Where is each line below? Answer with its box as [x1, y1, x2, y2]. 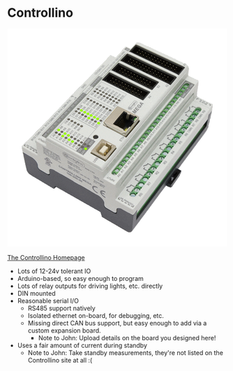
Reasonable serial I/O [17, 296, 79, 305]
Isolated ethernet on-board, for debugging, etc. [27, 311, 164, 319]
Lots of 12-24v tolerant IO [17, 267, 91, 275]
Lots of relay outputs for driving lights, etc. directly [17, 282, 163, 290]
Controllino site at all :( [27, 356, 93, 364]
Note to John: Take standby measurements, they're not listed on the [27, 348, 223, 357]
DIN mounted [17, 289, 56, 298]
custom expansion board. [27, 326, 101, 335]
